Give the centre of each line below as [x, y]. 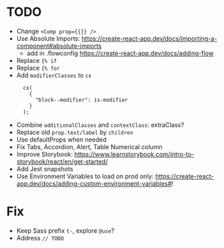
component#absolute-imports [59, 46]
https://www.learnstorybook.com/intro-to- [134, 154]
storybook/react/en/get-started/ [62, 161]
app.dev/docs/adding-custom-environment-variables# [94, 183]
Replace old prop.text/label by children [75, 132]
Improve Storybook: [44, 154]
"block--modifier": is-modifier [81, 100]
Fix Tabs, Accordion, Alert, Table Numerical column [89, 146]
